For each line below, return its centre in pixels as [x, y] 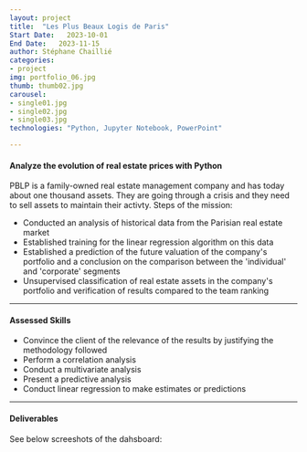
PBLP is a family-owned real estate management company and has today [147, 186]
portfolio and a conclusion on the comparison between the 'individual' [154, 262]
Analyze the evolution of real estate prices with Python [116, 165]
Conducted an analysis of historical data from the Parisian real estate [153, 223]
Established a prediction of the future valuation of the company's [145, 252]
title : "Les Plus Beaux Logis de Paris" [90, 26]
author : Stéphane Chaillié [61, 52]
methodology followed [65, 350]
